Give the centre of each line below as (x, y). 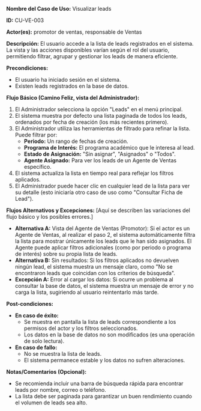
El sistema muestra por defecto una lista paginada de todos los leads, (101, 116)
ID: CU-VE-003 (25, 20)
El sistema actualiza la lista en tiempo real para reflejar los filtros (94, 173)
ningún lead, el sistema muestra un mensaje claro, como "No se (94, 266)
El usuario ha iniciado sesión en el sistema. (68, 80)
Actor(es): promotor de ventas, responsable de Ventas (74, 32)
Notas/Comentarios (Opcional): (46, 372)
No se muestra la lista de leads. (63, 354)
